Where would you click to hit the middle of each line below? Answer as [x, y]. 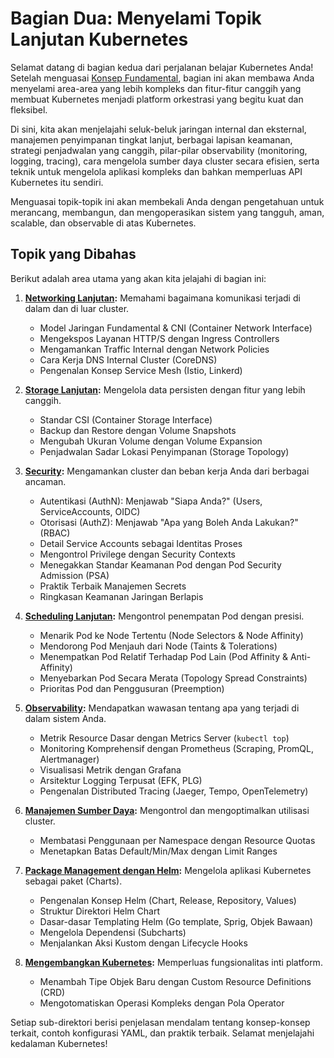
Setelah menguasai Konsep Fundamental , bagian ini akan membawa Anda [162, 78]
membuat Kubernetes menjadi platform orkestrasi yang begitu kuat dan [157, 99]
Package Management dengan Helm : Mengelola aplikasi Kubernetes [168, 870]
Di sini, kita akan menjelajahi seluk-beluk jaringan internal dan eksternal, [158, 129]
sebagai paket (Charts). [73, 881]
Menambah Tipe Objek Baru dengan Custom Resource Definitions [175, 981]
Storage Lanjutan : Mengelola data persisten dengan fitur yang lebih [165, 389]
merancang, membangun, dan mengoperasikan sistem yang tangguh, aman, [167, 212]
